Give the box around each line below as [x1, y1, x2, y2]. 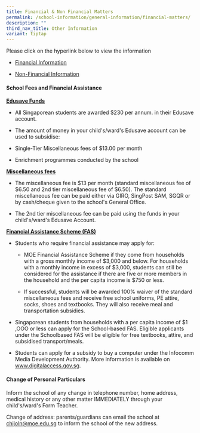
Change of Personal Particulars [6, 376, 85, 383]
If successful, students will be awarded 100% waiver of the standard [23, 288, 193, 296]
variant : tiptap [6, 31, 47, 37]
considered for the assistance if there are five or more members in [23, 270, 187, 278]
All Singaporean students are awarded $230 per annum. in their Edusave [14, 109, 194, 116]
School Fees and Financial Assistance [6, 84, 103, 91]
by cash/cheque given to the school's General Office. [14, 198, 146, 206]
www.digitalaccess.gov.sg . [14, 362, 81, 369]
